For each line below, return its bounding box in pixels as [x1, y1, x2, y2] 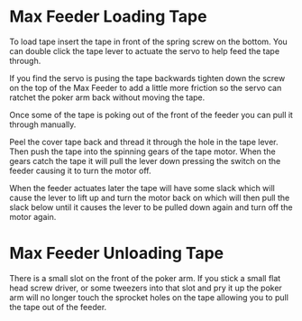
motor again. [9, 211, 57, 222]
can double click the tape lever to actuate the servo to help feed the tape [9, 45, 280, 56]
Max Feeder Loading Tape [9, 6, 207, 27]
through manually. [9, 119, 77, 130]
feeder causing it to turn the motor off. [9, 165, 151, 176]
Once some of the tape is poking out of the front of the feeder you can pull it [9, 109, 293, 120]
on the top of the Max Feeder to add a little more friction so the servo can [9, 82, 282, 93]
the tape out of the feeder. [9, 301, 107, 312]
